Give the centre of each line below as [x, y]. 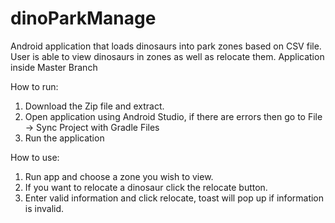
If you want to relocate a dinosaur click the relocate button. [146, 187]
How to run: [34, 86]
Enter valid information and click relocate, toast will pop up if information [174, 198]
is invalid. [44, 208]
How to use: [35, 157]
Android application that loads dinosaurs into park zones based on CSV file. [166, 46]
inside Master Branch [54, 67]
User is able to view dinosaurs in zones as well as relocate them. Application [167, 56]
